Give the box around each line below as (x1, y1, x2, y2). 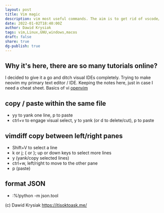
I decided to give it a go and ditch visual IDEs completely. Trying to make (5, 74, 151, 81)
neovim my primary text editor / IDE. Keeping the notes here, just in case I (5, 80, 153, 86)
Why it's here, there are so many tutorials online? (5, 62, 158, 70)
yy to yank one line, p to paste (12, 112, 73, 118)
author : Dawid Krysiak (5, 25, 51, 30)
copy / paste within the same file (5, 99, 106, 108)
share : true (5, 39, 29, 44)
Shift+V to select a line (12, 145, 58, 151)
